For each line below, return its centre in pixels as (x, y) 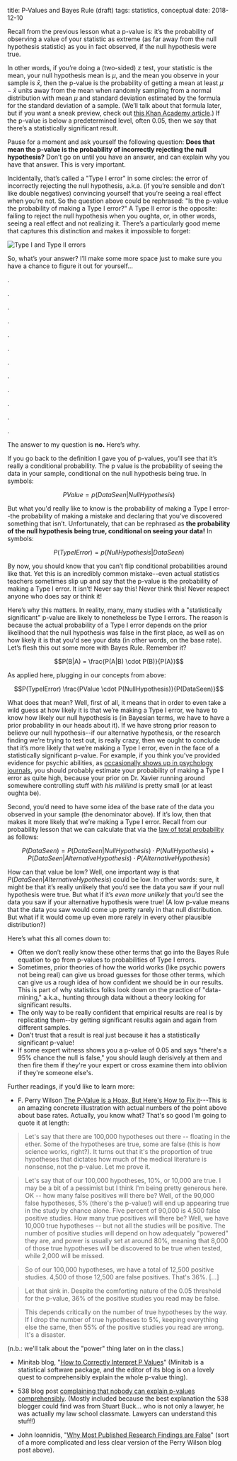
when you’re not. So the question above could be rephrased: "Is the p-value (118, 201)
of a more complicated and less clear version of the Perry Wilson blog (119, 1442)
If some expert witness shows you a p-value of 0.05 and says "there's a (122, 1050)
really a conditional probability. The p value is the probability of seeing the (115, 466)
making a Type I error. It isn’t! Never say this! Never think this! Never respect (118, 589)
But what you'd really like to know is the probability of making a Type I (109, 509)
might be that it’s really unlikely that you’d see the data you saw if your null (116, 887)
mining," (30, 997)
